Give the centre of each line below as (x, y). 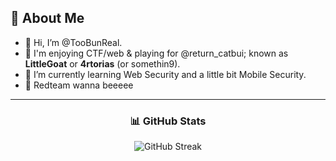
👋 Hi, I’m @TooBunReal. (73, 42)
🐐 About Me (47, 18)
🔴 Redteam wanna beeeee (79, 85)
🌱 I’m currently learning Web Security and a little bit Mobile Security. (165, 74)
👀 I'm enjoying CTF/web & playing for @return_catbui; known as (156, 53)
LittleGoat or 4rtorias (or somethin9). (102, 63)
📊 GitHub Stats (168, 121)
